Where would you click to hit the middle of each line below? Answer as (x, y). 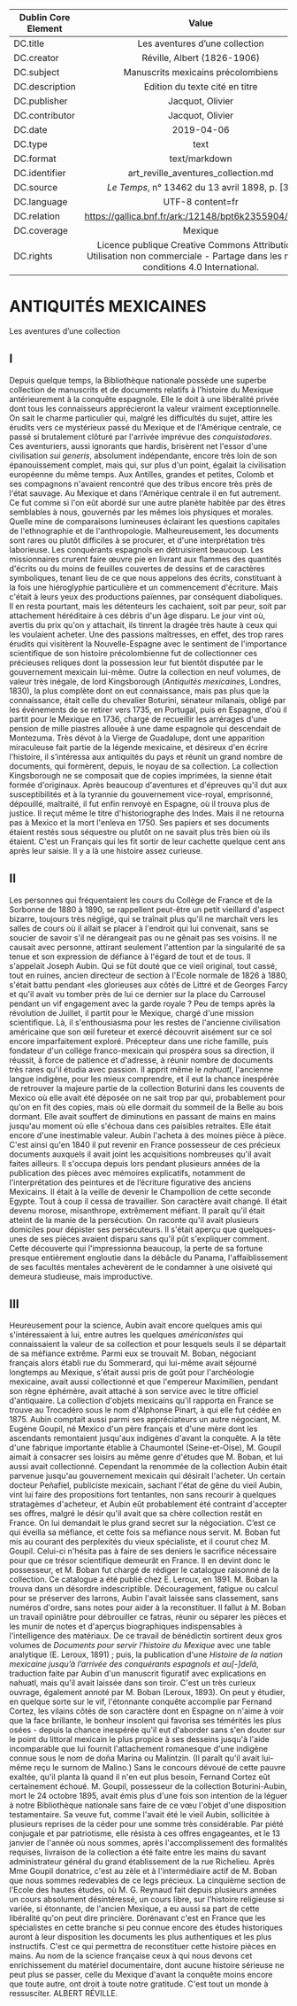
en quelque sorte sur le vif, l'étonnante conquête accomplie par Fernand (141, 1702)
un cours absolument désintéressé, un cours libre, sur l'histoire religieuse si (147, 1900)
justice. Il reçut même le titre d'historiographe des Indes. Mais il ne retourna (147, 813)
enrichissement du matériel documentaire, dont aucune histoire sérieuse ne (147, 1965)
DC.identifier (40, 173)
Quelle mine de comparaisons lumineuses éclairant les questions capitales (145, 521)
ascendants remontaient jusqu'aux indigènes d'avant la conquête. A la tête (145, 1438)
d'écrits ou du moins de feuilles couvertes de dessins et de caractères (137, 568)
